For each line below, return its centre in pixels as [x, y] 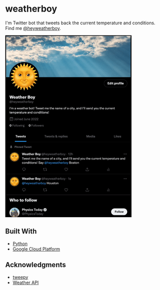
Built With [21, 232]
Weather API [25, 282]
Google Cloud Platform [36, 249]
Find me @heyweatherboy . [33, 28]
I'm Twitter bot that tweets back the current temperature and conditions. [80, 23]
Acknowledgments [36, 265]
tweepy [20, 277]
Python [20, 243]
